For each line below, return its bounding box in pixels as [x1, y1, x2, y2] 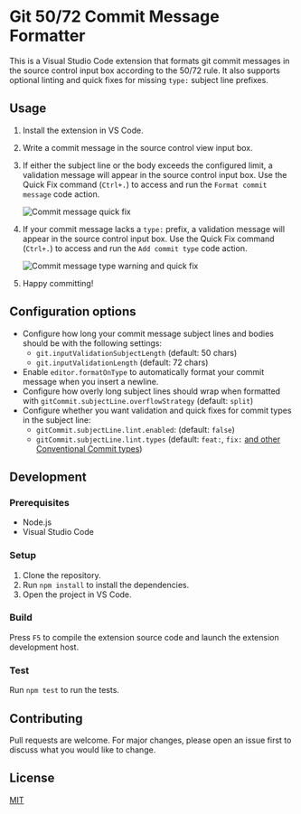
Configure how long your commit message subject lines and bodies [22, 328, 274, 339]
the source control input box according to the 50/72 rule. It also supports [9, 65, 280, 76]
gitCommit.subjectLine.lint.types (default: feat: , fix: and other [35, 434, 281, 444]
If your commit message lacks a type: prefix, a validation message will [22, 223, 286, 234]
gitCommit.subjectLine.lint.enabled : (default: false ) [35, 424, 235, 435]
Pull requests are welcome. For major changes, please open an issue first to [9, 734, 292, 745]
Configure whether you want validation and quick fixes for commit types [22, 405, 292, 416]
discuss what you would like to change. [9, 744, 156, 755]
